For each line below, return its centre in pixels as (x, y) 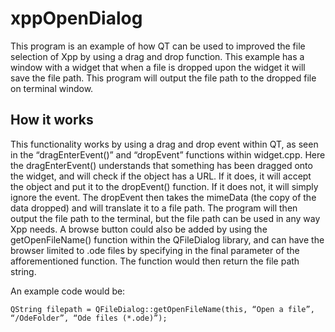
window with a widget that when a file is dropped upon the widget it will (158, 67)
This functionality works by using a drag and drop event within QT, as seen (164, 144)
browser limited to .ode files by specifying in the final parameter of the (155, 250)
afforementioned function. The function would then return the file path (155, 261)
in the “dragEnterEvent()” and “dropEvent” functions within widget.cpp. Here (168, 154)
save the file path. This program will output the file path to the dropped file (163, 78)
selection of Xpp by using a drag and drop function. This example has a (157, 56)
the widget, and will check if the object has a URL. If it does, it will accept (161, 176)
